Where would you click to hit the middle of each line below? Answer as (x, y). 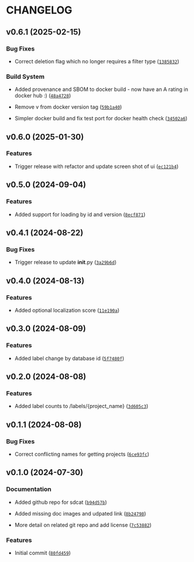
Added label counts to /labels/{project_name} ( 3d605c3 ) (81, 406)
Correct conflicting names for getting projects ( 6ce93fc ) (82, 454)
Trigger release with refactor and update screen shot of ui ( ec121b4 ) (96, 166)
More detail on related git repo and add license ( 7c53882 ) (83, 525)
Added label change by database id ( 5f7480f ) (69, 358)
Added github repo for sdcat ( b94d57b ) (61, 502)
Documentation (29, 489)
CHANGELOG (39, 10)
